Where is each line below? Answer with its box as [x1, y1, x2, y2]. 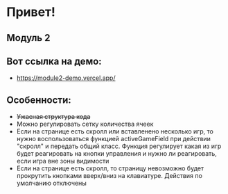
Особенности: [6, 94, 71, 106]
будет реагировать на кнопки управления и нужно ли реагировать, [16, 149, 218, 158]
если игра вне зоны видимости [16, 157, 109, 165]
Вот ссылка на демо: [6, 55, 102, 67]
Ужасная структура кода [16, 113, 91, 121]
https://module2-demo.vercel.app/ [16, 74, 116, 82]
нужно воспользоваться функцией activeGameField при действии [16, 135, 211, 143]
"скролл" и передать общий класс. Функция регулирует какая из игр [16, 142, 222, 150]
